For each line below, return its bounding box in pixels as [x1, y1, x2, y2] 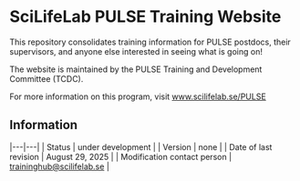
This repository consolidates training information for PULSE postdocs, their [9, 36, 292, 47]
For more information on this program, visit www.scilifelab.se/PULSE [9, 91, 266, 102]
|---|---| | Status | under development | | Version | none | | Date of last [9, 141, 273, 152]
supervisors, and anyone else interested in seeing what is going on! [9, 45, 263, 56]
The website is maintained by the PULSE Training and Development [9, 64, 263, 75]
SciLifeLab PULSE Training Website [9, 6, 282, 27]
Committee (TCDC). [9, 73, 84, 84]
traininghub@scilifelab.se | [9, 161, 109, 172]
